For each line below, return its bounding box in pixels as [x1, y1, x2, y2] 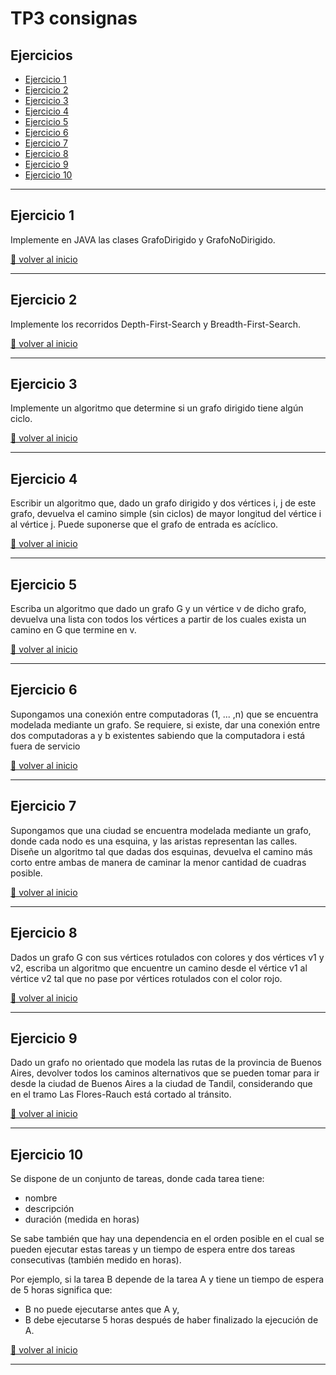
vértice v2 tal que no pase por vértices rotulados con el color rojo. [10, 972, 283, 984]
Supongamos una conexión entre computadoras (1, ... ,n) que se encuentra [10, 708, 319, 720]
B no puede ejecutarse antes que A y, [24, 1303, 180, 1316]
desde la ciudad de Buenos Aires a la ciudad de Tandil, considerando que [10, 1078, 313, 1090]
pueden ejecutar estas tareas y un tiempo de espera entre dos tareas [10, 1243, 296, 1256]
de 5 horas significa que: [10, 1284, 113, 1296]
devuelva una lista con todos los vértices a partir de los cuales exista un [10, 613, 307, 626]
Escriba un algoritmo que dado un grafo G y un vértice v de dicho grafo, [10, 603, 307, 615]
